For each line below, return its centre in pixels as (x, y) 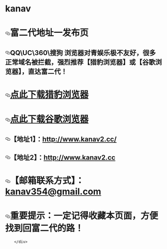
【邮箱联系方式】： (47, 181)
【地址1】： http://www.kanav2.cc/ (63, 139)
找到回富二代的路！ (44, 228)
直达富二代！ (48, 71)
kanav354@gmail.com (53, 192)
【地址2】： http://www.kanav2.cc (63, 157)
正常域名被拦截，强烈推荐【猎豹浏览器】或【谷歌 (80, 62)
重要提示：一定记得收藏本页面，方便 (84, 216)
